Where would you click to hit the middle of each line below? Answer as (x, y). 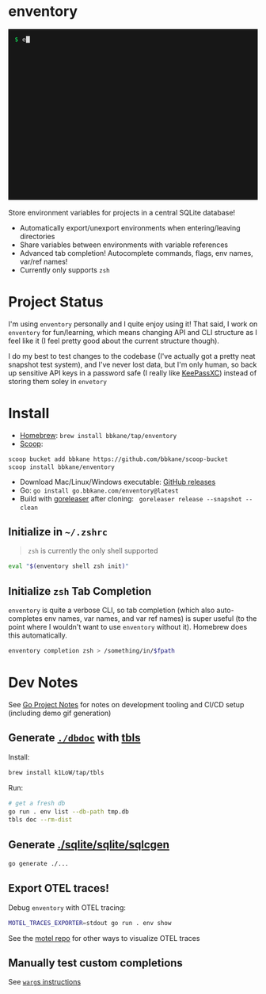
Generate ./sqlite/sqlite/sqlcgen (89, 845)
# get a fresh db (37, 803)
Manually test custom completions (96, 964)
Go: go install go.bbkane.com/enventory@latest (99, 490)
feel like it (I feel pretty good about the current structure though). (114, 341)
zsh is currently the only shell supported (93, 551)
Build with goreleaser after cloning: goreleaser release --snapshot (131, 498)
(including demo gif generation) (60, 713)
